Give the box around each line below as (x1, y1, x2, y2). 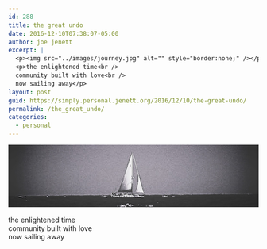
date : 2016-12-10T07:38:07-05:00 (8, 29, 119, 37)
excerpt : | (8, 46, 44, 55)
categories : (8, 113, 48, 121)
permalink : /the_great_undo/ (8, 105, 105, 113)
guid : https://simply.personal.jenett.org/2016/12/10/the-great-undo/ (8, 96, 247, 105)
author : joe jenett (8, 38, 73, 46)
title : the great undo (8, 21, 83, 29)
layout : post (8, 88, 52, 96)
